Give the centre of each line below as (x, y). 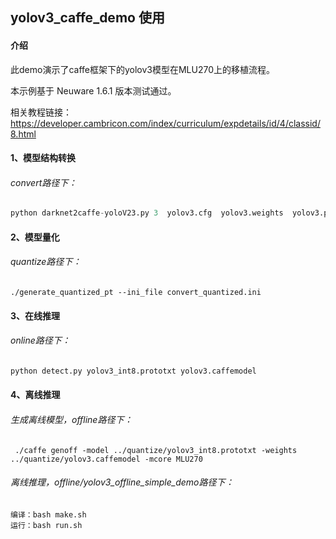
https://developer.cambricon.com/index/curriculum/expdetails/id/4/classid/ (165, 123)
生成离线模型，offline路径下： (71, 419)
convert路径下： (44, 182)
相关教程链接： (41, 112)
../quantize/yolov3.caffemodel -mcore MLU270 (106, 459)
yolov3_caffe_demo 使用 (87, 18)
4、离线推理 (35, 395)
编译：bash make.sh (48, 514)
